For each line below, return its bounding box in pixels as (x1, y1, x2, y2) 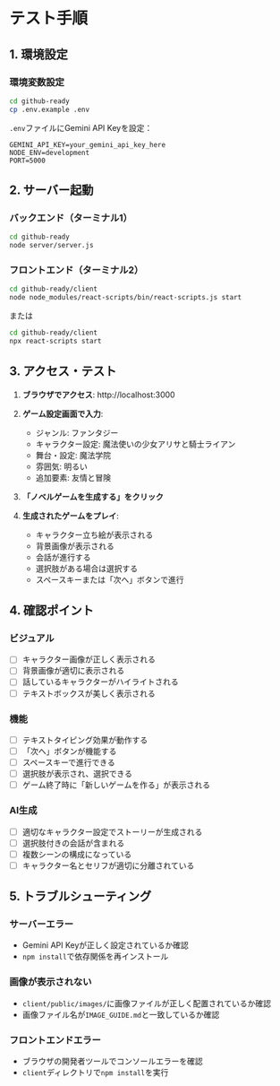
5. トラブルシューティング (9, 889, 152, 904)
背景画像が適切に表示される (21, 665, 125, 676)
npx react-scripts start (9, 336, 102, 345)
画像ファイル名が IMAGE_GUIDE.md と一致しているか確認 (21, 1009, 220, 1020)
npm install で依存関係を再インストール (21, 951, 169, 962)
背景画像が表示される (35, 540, 115, 552)
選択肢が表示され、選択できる (21, 769, 132, 779)
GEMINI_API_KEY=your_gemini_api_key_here (9, 140, 166, 149)
